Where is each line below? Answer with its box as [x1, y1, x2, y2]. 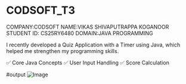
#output [6, 71, 26, 78]
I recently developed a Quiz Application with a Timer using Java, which [6, 41, 181, 48]
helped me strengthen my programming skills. [6, 47, 119, 54]
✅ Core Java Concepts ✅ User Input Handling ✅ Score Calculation [6, 59, 170, 66]
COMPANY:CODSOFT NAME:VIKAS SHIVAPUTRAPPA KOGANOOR [6, 23, 169, 30]
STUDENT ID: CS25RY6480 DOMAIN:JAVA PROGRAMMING [6, 29, 153, 36]
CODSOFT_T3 [6, 4, 76, 17]
